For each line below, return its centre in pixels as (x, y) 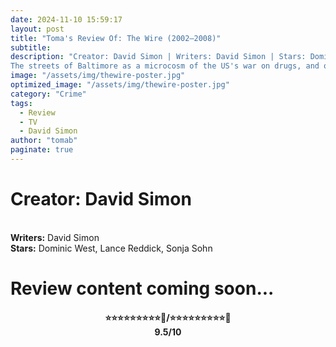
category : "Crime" (48, 94)
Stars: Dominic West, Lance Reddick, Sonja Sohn (111, 248)
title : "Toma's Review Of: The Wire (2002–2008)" (116, 38)
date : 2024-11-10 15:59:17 (66, 19)
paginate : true (42, 150)
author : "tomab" (44, 141)
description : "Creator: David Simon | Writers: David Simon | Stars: (158, 57)
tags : (21, 103)
